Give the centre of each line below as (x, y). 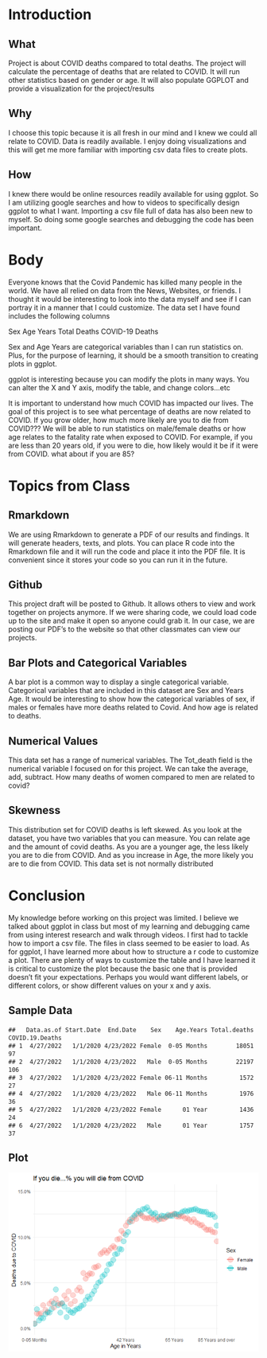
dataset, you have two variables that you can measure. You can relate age (129, 838)
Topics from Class (69, 485)
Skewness (35, 810)
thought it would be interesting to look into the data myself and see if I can (130, 299)
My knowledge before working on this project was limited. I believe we (124, 918)
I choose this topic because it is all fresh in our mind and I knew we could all (133, 132)
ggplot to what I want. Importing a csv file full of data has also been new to (130, 211)
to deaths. (25, 716)
